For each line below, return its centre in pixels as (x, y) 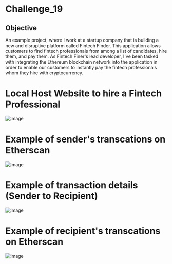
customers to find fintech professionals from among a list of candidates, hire (86, 51)
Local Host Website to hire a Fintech (84, 94)
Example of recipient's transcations (83, 231)
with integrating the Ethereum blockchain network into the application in (81, 62)
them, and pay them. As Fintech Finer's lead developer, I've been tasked (82, 56)
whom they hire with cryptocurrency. (44, 73)
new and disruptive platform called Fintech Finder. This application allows (83, 46)
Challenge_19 (34, 9)
